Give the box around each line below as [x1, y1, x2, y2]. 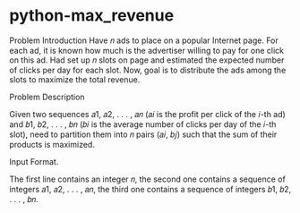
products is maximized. [9, 139, 96, 149]
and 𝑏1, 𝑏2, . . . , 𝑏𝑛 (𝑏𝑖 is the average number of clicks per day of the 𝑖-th [9, 118, 277, 130]
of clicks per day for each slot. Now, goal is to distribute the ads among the [9, 64, 287, 75]
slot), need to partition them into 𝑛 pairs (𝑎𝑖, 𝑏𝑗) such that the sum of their [9, 129, 278, 140]
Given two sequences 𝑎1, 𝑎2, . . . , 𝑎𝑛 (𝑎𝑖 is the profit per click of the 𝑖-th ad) [9, 108, 287, 119]
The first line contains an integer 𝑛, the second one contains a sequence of [9, 174, 287, 184]
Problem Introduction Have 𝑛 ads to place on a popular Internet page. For [9, 35, 279, 46]
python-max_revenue [9, 5, 175, 26]
